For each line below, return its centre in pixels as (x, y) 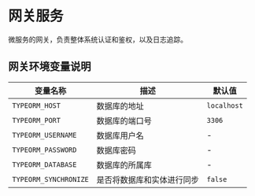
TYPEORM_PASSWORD (44, 150)
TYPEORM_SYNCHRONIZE (50, 179)
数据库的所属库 (124, 165)
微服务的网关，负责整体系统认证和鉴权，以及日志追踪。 (98, 39)
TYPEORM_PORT (37, 120)
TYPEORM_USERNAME (44, 135)
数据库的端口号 (124, 120)
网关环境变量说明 (50, 67)
